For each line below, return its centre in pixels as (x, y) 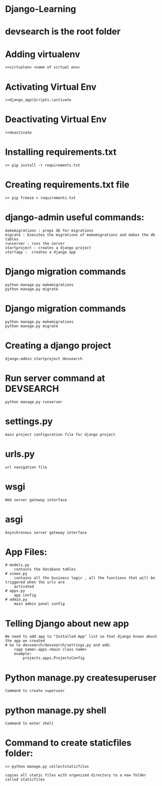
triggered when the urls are (35, 582)
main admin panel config (39, 604)
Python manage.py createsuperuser (81, 678)
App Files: (26, 552)
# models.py (17, 565)
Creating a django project (58, 346)
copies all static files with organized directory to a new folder (76, 775)
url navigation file (26, 467)
